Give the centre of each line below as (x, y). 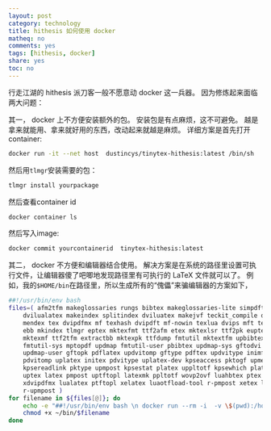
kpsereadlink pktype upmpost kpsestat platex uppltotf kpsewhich (135, 368)
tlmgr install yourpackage (54, 185)
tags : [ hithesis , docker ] (52, 53)
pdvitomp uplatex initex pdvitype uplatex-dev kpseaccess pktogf (135, 361)
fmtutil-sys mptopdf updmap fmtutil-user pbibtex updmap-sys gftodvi (142, 345)
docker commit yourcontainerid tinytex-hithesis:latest (106, 249)
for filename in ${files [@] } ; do (65, 398)
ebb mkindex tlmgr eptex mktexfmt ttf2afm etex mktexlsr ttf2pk (133, 331)
